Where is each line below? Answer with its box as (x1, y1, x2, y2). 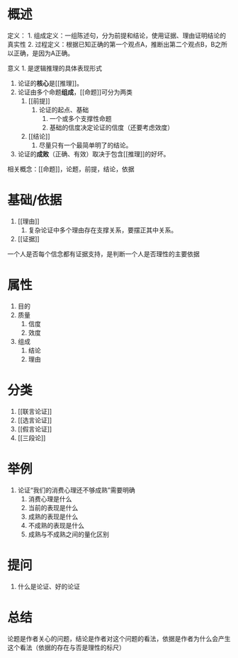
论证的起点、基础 (38, 105, 89, 114)
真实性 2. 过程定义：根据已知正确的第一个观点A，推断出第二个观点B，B (7, 40, 215, 48)
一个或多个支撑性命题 (49, 114, 112, 122)
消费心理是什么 (28, 495, 72, 503)
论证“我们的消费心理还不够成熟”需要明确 (17, 485, 136, 494)
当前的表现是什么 (28, 503, 79, 512)
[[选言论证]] (17, 415, 52, 425)
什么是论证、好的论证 (17, 582, 80, 591)
